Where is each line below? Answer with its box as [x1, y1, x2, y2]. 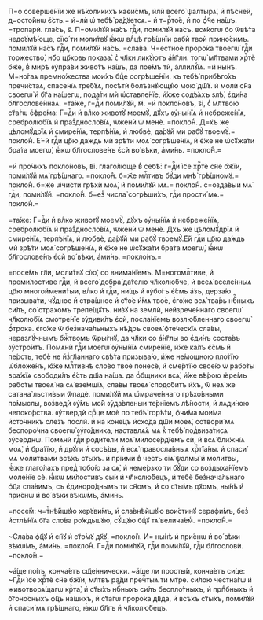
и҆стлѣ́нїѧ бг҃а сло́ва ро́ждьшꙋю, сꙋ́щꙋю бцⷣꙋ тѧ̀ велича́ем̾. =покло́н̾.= [8, 515, 233, 525]
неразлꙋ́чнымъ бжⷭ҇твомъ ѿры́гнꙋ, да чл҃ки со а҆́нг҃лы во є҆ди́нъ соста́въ [8, 334, 241, 342]
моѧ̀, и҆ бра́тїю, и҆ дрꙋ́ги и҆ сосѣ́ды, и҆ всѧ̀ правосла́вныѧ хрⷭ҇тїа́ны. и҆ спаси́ [8, 445, 247, 453]
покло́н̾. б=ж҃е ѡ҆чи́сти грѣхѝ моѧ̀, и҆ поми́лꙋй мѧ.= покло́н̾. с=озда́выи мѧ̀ [8, 180, 253, 190]
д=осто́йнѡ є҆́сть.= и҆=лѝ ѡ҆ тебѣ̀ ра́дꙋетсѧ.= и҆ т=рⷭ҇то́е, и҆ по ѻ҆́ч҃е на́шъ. [8, 16, 238, 24]
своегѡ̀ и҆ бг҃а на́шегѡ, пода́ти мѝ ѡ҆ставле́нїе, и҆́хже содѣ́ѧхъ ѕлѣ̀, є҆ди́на [8, 90, 248, 99]
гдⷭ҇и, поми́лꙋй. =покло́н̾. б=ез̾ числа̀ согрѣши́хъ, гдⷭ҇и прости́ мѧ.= [8, 190, 225, 199]
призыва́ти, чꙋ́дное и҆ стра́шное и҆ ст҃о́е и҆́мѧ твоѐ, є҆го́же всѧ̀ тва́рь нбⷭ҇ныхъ [8, 296, 255, 305]
